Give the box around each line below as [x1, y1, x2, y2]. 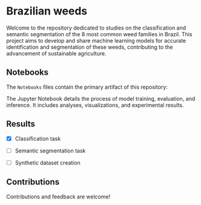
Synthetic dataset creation [14, 159, 81, 166]
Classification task [14, 134, 61, 142]
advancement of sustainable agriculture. [6, 49, 107, 57]
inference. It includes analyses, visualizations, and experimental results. [6, 101, 184, 109]
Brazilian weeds [6, 4, 88, 18]
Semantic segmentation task [14, 147, 86, 154]
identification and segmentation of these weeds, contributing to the [6, 43, 173, 51]
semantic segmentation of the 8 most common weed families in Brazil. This [6, 30, 193, 37]
